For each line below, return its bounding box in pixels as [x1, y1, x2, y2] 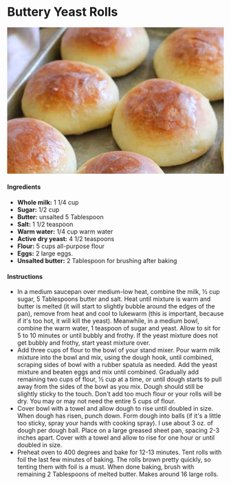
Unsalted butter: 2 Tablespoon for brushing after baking [16, 257, 177, 264]
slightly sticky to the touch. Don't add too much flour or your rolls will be [16, 390, 222, 398]
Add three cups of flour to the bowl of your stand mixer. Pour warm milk [16, 346, 221, 354]
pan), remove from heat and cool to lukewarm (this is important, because [16, 310, 224, 318]
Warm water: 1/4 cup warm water [16, 227, 113, 236]
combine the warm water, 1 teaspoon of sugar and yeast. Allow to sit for [16, 324, 221, 332]
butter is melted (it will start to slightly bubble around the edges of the [16, 302, 215, 311]
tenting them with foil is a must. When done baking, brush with [16, 463, 195, 471]
